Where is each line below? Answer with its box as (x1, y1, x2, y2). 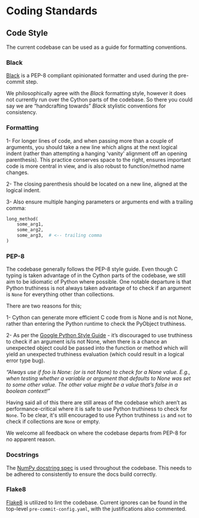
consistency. (6, 109, 37, 116)
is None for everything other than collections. (6, 291, 115, 298)
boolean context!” (6, 388, 50, 395)
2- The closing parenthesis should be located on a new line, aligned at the (6, 180, 188, 187)
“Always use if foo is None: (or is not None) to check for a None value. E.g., (6, 369, 191, 376)
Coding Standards (6, 4, 98, 18)
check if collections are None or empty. (6, 418, 100, 425)
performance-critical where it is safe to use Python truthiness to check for (6, 406, 188, 413)
